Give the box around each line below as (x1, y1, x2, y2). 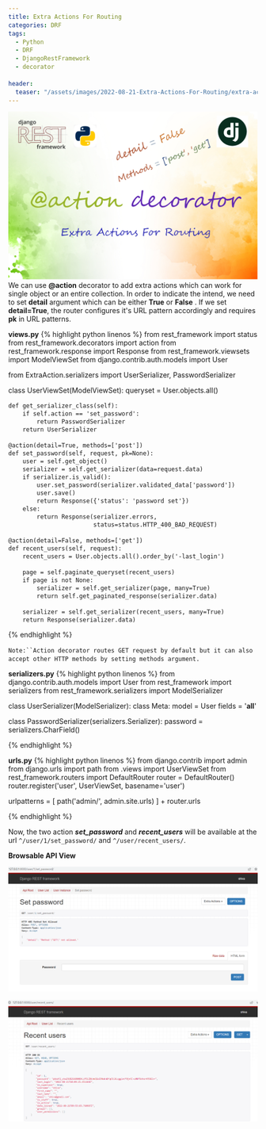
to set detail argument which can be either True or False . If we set (8, 297, 227, 307)
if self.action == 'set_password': (22, 410, 140, 418)
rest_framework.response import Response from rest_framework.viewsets (8, 346, 250, 356)
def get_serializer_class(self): (8, 402, 119, 410)
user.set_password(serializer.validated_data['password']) (36, 481, 236, 489)
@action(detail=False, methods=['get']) (8, 537, 144, 545)
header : (8, 79, 34, 87)
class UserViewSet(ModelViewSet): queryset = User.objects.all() (8, 385, 219, 396)
